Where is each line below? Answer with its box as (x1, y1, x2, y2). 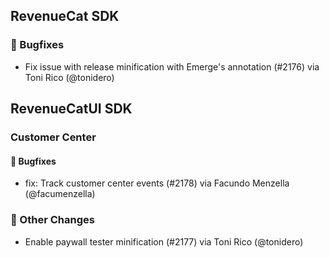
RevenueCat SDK (10, 8, 120, 25)
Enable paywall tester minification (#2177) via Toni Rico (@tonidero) (24, 235, 304, 248)
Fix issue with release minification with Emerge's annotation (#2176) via (24, 60, 320, 73)
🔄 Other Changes (10, 213, 95, 227)
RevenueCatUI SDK (10, 100, 133, 118)
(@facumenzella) (24, 188, 96, 200)
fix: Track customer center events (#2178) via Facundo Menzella (24, 177, 290, 189)
